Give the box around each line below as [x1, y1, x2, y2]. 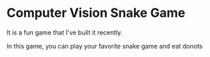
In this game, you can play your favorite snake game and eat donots [6, 42, 203, 50]
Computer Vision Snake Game [6, 5, 185, 21]
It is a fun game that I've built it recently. [6, 28, 123, 37]
